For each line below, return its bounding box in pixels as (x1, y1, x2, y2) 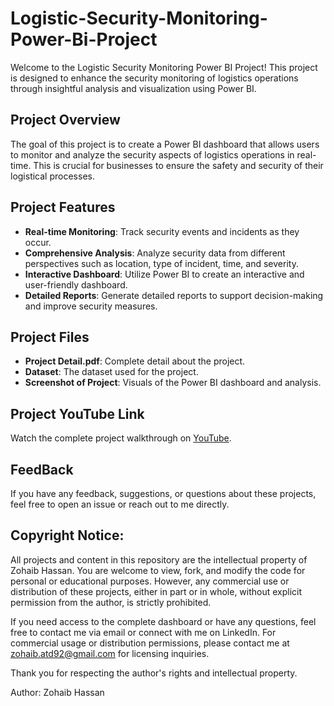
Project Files (10, 328, 90, 346)
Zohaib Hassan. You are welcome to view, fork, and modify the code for (10, 564, 306, 576)
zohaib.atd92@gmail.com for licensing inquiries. (10, 647, 210, 659)
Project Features (10, 199, 116, 216)
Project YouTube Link (10, 405, 145, 422)
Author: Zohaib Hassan (10, 686, 105, 698)
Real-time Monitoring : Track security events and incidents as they (24, 225, 300, 237)
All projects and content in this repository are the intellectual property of (10, 553, 308, 566)
